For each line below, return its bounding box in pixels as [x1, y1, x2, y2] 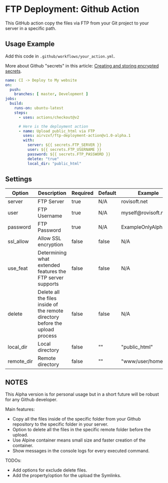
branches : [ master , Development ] [14, 91, 88, 97]
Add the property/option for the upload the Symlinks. [12, 473, 121, 479]
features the [37, 268, 66, 275]
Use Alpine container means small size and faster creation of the [12, 437, 146, 443]
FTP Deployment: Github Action [5, 3, 139, 15]
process [37, 332, 57, 339]
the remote [37, 307, 63, 314]
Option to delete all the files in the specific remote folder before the [12, 427, 151, 433]
